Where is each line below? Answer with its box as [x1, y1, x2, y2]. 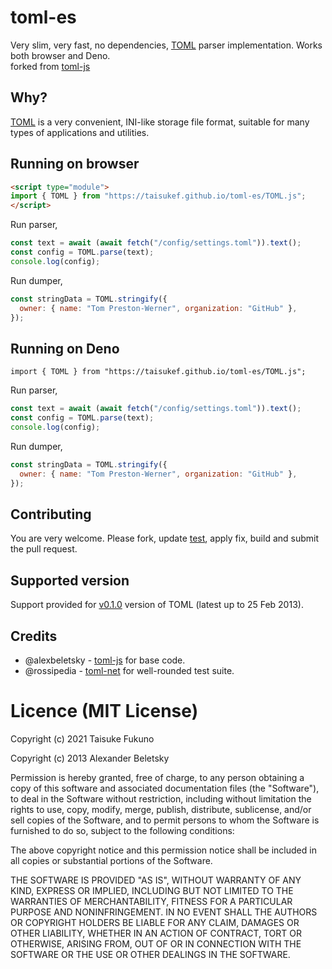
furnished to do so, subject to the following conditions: [10, 824, 235, 836]
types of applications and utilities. [10, 126, 150, 138]
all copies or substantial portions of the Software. [10, 854, 213, 866]
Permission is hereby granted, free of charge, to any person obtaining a [10, 771, 305, 783]
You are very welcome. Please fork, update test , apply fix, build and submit [10, 532, 320, 545]
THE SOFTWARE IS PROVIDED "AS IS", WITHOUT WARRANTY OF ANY [10, 874, 302, 886]
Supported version [10, 572, 130, 589]
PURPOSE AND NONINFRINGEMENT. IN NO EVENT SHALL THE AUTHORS [10, 906, 318, 918]
